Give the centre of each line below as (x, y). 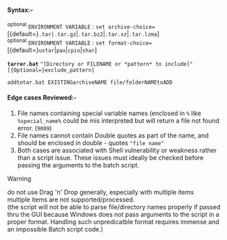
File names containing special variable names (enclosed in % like (109, 113)
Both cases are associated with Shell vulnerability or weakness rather (117, 150)
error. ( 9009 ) (34, 128)
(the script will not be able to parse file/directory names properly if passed (114, 207)
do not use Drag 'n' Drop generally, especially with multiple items (101, 192)
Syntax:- (20, 10)
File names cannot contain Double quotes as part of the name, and (113, 135)
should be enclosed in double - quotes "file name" (91, 142)
